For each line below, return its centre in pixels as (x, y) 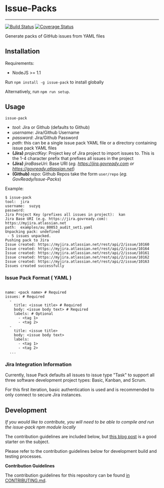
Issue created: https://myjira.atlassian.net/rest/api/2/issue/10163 (77, 262)
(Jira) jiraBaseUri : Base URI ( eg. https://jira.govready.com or (73, 163)
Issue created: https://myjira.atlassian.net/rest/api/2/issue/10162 (77, 257)
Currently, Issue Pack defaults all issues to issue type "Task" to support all (80, 375)
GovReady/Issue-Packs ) (37, 179)
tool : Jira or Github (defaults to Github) (51, 127)
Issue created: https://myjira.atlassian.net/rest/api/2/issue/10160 (77, 244)
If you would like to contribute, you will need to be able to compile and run (80, 422)
